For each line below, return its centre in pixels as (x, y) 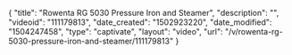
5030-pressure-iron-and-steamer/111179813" (91, 41)
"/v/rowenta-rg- (254, 31)
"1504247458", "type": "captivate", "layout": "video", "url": (116, 31)
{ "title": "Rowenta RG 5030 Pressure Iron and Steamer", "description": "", (144, 13)
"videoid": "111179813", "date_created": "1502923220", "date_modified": (140, 22)
